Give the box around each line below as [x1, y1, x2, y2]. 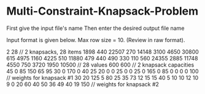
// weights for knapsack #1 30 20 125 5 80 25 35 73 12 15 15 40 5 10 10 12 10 [6, 74, 199, 81]
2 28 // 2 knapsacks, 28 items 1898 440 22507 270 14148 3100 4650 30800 [6, 48, 199, 56]
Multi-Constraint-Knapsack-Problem [6, 4, 199, 18]
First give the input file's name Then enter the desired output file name [6, 24, 185, 32]
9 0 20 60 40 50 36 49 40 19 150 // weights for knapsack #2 [6, 81, 160, 88]
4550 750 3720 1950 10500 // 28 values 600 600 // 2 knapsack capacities [6, 61, 195, 68]
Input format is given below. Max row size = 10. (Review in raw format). [6, 36, 185, 43]
